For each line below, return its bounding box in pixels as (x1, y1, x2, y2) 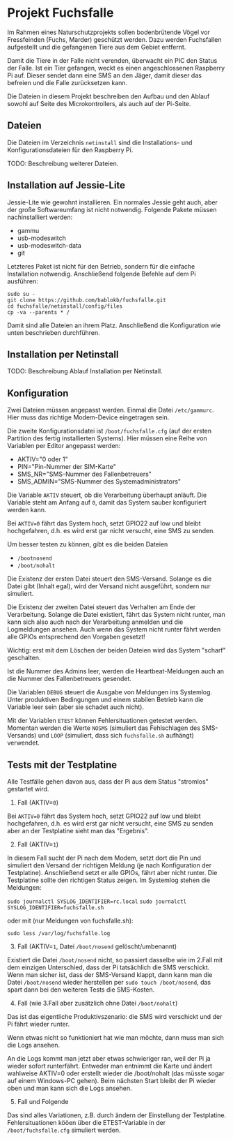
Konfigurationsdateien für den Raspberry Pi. (7, 145, 134, 154)
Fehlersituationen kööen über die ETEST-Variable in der (7, 1119, 166, 1126)
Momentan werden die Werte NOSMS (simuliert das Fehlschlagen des (7, 724, 200, 732)
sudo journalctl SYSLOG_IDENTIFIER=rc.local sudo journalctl (7, 898, 186, 905)
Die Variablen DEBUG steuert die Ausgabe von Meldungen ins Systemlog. (7, 688, 213, 696)
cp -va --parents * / (7, 308, 70, 315)
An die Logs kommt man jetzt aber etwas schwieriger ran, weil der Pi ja (7, 1054, 211, 1062)
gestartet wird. (7, 785, 49, 793)
